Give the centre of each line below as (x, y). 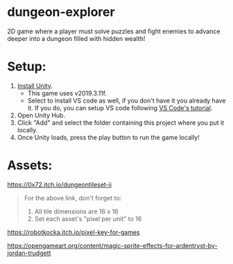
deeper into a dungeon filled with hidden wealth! (76, 38)
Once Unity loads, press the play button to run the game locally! (108, 137)
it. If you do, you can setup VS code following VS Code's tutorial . (120, 107)
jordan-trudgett (29, 253)
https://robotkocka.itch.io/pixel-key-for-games (74, 232)
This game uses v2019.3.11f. (67, 93)
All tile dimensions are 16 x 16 (77, 211)
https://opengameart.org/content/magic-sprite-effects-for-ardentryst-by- (112, 245)
